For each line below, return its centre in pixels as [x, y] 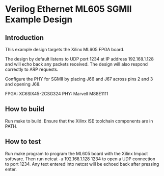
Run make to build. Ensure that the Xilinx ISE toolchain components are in [79, 121]
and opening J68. [23, 84]
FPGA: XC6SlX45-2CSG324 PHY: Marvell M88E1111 [57, 94]
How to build [25, 109]
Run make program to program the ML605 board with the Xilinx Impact [77, 153]
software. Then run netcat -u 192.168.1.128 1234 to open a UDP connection [80, 159]
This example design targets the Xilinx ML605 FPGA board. [65, 49]
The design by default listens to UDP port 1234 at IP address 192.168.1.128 [79, 59]
